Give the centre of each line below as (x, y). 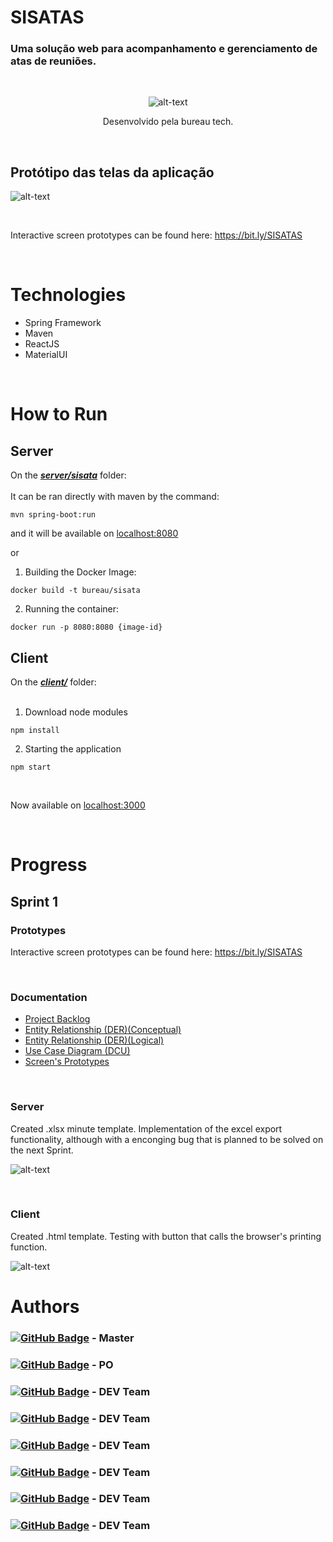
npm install (35, 731)
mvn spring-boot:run (53, 515)
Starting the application (73, 749)
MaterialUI (46, 355)
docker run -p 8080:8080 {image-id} (86, 627)
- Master (113, 1338)
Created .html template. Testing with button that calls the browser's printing (166, 1236)
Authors (45, 1307)
